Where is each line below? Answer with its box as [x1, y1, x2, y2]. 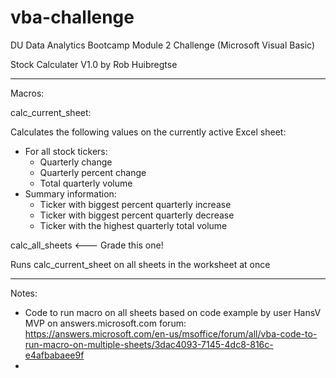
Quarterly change [39, 156, 113, 168]
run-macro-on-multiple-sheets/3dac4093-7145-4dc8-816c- [24, 338, 274, 350]
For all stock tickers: [24, 145, 108, 157]
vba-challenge [10, 6, 135, 29]
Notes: [10, 287, 38, 299]
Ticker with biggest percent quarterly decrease [39, 209, 235, 221]
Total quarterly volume [39, 177, 133, 189]
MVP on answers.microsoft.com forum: [24, 317, 187, 329]
